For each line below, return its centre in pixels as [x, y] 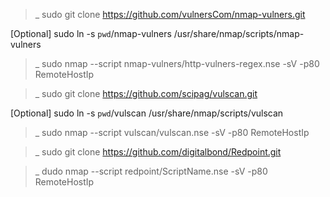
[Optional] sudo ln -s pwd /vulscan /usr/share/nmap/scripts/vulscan [147, 113]
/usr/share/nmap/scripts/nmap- [239, 33]
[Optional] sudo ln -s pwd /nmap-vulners [91, 33]
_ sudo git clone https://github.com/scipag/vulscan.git [146, 93]
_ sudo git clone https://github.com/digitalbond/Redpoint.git [158, 152]
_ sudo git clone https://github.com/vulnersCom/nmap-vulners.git [170, 14]
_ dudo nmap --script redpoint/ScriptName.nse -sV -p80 [151, 171]
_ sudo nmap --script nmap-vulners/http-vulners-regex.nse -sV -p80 [177, 63]
